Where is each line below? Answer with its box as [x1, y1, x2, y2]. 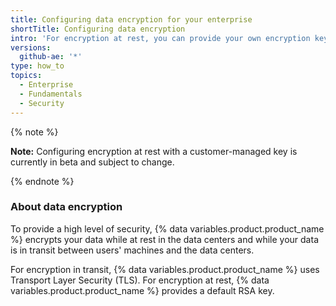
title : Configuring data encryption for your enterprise [10, 14, 253, 25]
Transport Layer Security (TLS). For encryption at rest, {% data [10, 274, 270, 286]
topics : [10, 71, 43, 81]
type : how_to [10, 61, 65, 71]
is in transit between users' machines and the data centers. [10, 244, 255, 256]
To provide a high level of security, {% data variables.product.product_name [10, 222, 325, 235]
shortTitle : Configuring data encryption [10, 24, 186, 34]
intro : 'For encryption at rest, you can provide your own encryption [10, 33, 311, 43]
